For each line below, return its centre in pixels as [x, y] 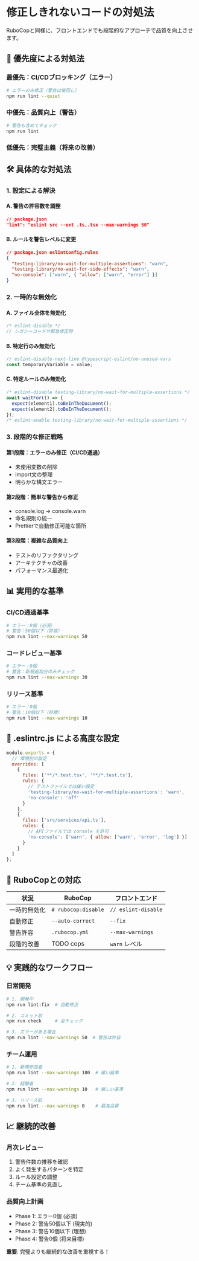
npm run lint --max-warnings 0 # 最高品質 [63, 1106]
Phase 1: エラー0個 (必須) [46, 1216]
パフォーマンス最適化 [41, 570]
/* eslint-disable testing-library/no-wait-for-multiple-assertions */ [98, 392]
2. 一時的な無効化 [32, 297]
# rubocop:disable [78, 910]
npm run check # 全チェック [45, 1021]
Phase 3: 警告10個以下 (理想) [50, 1231]
